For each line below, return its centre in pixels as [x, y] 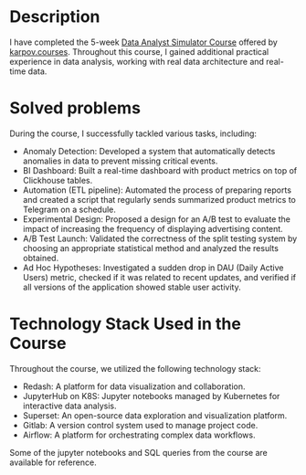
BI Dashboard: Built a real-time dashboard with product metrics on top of [160, 170]
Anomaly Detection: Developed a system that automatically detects [149, 151]
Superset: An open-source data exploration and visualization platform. [155, 415]
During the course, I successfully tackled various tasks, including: [133, 133]
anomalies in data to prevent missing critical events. [120, 161]
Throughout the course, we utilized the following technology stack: [136, 368]
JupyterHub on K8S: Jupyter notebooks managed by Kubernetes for [151, 396]
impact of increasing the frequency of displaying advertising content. [153, 228]
